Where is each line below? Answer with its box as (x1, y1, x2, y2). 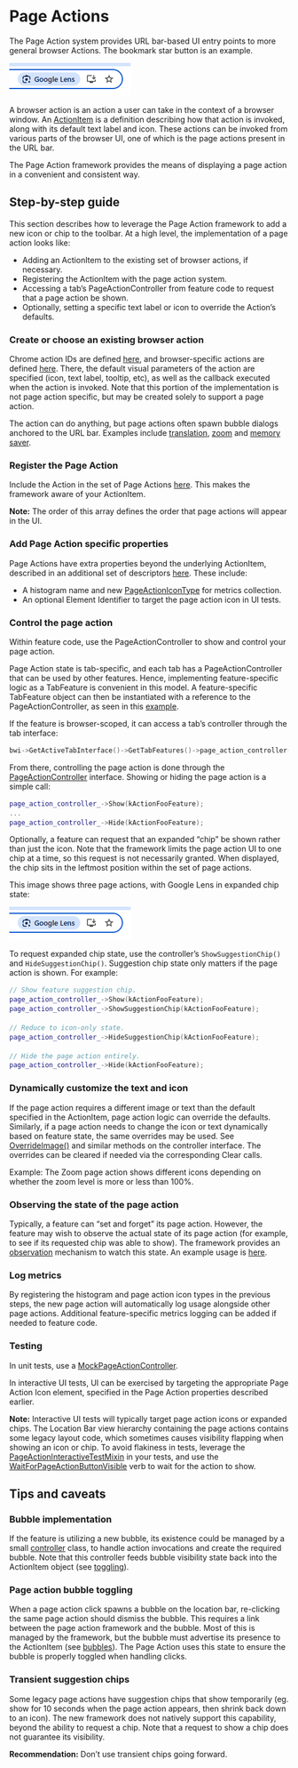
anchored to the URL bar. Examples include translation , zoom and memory (9, 428, 281, 438)
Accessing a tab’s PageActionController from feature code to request (21, 283, 275, 293)
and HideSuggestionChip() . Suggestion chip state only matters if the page (9, 958, 278, 968)
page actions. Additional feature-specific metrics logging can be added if (9, 1308, 277, 1319)
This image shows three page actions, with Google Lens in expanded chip (9, 880, 279, 890)
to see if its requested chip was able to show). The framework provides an (9, 1237, 281, 1248)
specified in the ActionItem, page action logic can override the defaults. (9, 1112, 271, 1122)
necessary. (21, 264, 63, 275)
